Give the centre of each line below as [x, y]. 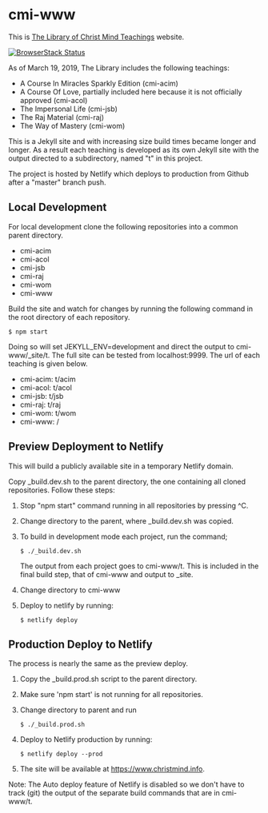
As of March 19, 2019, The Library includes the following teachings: [119, 68]
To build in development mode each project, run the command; [124, 536]
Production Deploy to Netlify [81, 644]
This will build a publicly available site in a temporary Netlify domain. [121, 466]
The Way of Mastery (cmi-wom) [72, 126]
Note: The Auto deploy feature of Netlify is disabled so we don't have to [126, 784]
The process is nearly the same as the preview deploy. [98, 664]
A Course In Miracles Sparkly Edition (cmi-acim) [99, 83]
